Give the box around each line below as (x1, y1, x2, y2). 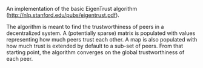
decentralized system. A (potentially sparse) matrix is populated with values (6, 29, 196, 37)
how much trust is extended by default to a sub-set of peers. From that (6, 42, 184, 49)
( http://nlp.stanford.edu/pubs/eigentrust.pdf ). (6, 11, 120, 19)
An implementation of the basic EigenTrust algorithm (6, 5, 138, 12)
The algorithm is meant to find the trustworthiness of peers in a (6, 23, 164, 30)
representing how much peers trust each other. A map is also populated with (6, 36, 198, 43)
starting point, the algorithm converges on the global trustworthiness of (6, 49, 185, 56)
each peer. (6, 55, 33, 62)
